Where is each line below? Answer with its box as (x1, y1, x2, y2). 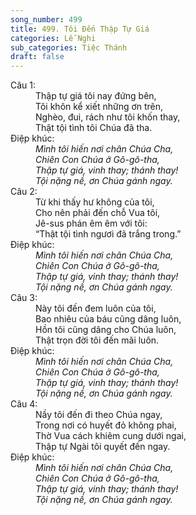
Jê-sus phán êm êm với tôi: (35, 217, 148, 230)
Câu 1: (10, 79, 37, 91)
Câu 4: (10, 398, 38, 410)
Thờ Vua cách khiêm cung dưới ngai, (35, 430, 187, 442)
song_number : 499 (10, 14, 83, 25)
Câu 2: (10, 186, 38, 198)
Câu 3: (10, 292, 38, 304)
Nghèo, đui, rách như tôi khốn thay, (35, 111, 181, 123)
